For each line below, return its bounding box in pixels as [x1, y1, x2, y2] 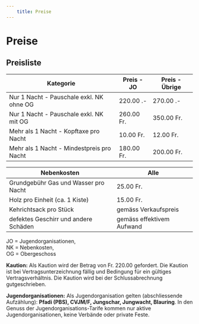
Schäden [9, 222, 34, 230]
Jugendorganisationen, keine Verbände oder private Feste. [6, 311, 150, 318]
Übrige [161, 82, 182, 91]
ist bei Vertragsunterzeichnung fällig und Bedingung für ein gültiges [6, 268, 172, 275]
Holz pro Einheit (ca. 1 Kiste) [9, 195, 89, 204]
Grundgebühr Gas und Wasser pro [9, 179, 105, 187]
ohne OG [9, 100, 34, 109]
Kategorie [47, 79, 76, 87]
